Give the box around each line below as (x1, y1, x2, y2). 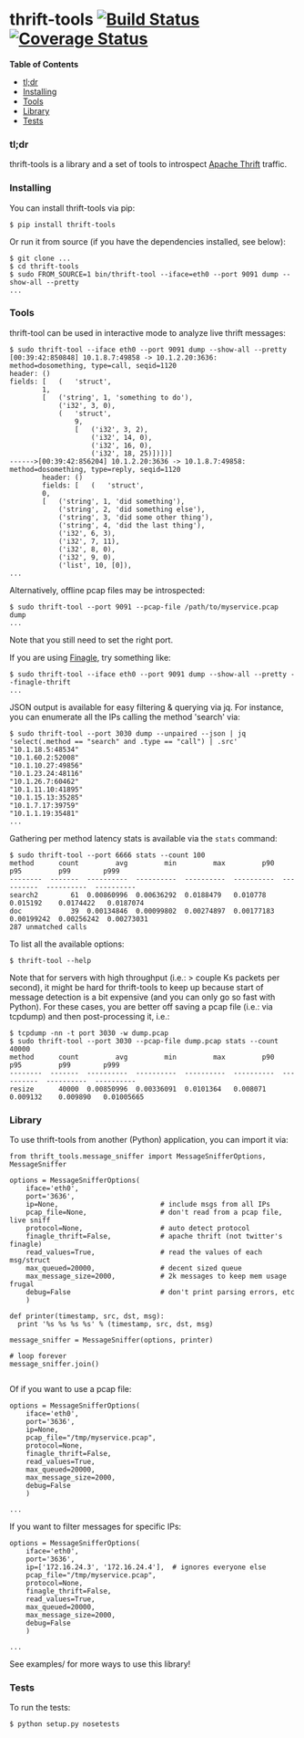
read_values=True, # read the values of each (25, 1248, 262, 1257)
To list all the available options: (9, 938, 125, 949)
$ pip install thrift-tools (9, 220, 117, 229)
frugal (9, 1280, 35, 1289)
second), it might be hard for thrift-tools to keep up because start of (9, 981, 264, 992)
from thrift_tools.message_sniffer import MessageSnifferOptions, (9, 1152, 267, 1161)
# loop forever (9, 1352, 67, 1361)
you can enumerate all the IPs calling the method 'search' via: (9, 711, 241, 722)
